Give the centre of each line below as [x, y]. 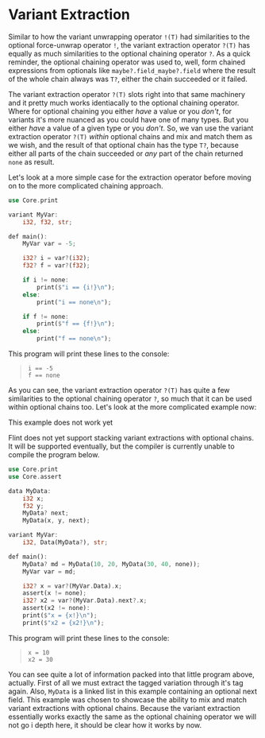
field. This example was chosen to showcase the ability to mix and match [128, 699]
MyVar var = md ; [50, 571]
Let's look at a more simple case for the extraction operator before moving [130, 177]
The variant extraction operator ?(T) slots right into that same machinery [127, 94]
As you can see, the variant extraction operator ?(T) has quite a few [119, 390]
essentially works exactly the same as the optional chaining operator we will [132, 717]
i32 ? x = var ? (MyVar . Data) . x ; [73, 586]
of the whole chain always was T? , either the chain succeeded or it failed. [128, 79]
